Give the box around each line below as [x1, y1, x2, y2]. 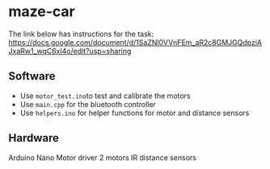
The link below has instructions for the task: [8, 29, 154, 39]
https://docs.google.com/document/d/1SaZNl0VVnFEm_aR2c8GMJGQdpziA [8, 37, 263, 47]
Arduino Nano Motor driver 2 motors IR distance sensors [8, 152, 196, 163]
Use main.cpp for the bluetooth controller [19, 99, 156, 109]
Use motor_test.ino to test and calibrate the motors [19, 91, 192, 101]
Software [8, 69, 56, 83]
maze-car [8, 2, 75, 21]
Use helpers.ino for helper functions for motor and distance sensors [19, 108, 250, 117]
